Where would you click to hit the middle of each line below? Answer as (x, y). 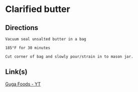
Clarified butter (38, 9)
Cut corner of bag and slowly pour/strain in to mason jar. (70, 56)
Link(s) (16, 72)
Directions (22, 28)
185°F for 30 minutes (28, 48)
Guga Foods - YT (23, 84)
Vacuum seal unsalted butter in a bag (46, 39)
